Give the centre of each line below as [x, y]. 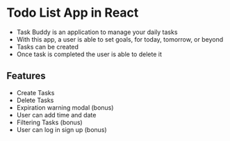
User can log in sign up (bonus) [61, 129]
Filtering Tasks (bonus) [49, 122]
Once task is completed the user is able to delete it [89, 54]
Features [26, 76]
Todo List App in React [73, 13]
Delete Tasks [35, 100]
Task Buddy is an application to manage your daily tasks [97, 32]
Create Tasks [35, 92]
